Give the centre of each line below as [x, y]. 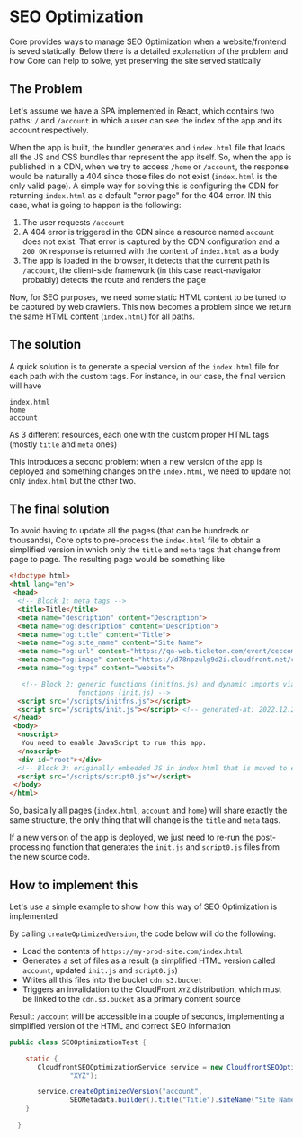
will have [26, 386]
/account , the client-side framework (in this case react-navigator [142, 270]
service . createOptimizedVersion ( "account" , [120, 1092]
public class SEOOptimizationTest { [78, 1042]
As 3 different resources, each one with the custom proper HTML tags [139, 434]
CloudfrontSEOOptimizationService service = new [130, 1067]
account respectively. [49, 130]
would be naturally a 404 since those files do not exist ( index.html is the [143, 176]
